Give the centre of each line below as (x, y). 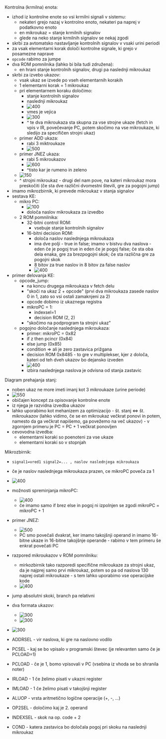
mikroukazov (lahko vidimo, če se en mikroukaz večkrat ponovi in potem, (86, 416)
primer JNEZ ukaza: (40, 154)
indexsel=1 (45, 312)
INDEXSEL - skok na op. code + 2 (46, 717)
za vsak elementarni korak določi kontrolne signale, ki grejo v (74, 48)
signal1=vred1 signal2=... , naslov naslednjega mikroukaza (75, 462)
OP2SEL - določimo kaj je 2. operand (50, 708)
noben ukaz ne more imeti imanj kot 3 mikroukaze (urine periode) (79, 390)
